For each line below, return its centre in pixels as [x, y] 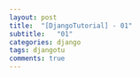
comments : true [37, 58]
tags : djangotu [37, 50]
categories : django [45, 42]
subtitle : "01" [41, 34]
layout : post [33, 17]
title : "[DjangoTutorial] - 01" [71, 26]
